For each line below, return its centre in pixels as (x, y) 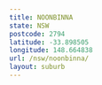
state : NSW (29, 26)
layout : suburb (37, 67)
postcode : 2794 (37, 34)
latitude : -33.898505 (49, 42)
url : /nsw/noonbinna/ (49, 58)
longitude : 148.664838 (51, 50)
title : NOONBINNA (41, 17)
